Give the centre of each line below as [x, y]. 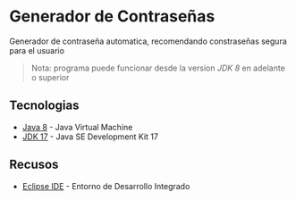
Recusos [34, 165]
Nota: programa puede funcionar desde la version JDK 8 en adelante [158, 68]
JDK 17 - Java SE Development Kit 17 [90, 137]
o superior [50, 77]
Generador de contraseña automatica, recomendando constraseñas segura [148, 41]
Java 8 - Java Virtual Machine [77, 127]
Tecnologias [44, 106]
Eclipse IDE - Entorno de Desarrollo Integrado [106, 186]
